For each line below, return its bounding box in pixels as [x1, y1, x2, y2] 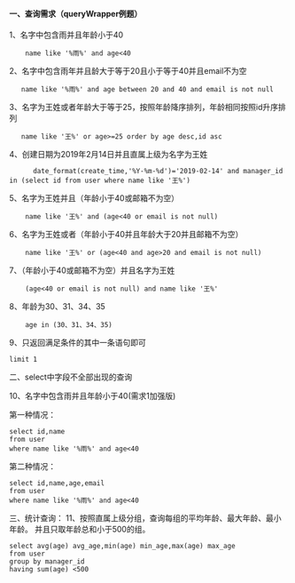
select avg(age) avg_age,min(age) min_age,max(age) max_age [9, 542, 237, 551]
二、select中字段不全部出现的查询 [9, 371, 133, 382]
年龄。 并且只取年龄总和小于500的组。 [9, 524, 151, 535]
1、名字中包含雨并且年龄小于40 [9, 29, 124, 40]
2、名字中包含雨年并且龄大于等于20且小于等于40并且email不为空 [9, 66, 247, 76]
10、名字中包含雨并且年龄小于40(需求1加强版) [9, 391, 176, 402]
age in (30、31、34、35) [25, 321, 113, 330]
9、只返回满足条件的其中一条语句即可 [9, 338, 146, 348]
